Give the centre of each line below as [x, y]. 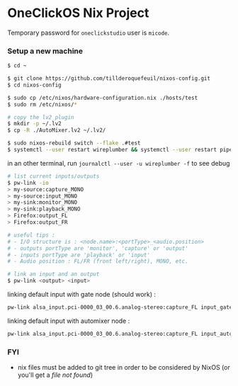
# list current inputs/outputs [53, 176]
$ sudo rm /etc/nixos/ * [42, 104]
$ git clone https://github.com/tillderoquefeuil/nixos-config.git [109, 79]
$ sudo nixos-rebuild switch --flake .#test [74, 143]
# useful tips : [31, 235]
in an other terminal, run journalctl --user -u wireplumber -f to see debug [119, 163]
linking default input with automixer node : [69, 321]
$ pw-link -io [28, 183]
